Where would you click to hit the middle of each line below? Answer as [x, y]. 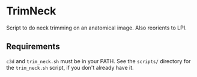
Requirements [33, 47]
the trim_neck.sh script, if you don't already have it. [70, 67]
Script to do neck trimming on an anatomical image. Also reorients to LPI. [97, 28]
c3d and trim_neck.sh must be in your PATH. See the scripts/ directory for [98, 61]
